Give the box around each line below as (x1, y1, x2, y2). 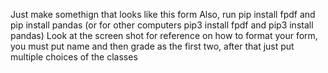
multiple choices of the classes (10, 51, 138, 63)
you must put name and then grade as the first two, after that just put (10, 40, 295, 52)
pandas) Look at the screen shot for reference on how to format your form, (10, 30, 318, 41)
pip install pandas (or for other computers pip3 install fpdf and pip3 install (10, 19, 314, 31)
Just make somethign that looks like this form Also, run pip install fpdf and (10, 9, 316, 20)
